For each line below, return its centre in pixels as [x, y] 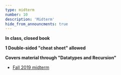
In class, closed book [27, 38]
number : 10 [16, 15]
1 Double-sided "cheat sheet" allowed [45, 48]
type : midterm [20, 10]
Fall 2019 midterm [31, 67]
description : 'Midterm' [30, 19]
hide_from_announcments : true [37, 24]
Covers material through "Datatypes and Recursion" [61, 58]
